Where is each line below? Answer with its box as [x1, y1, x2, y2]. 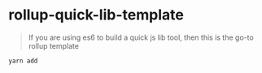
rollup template [28, 41, 80, 50]
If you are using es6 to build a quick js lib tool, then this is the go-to [28, 32, 254, 42]
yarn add [8, 57, 38, 65]
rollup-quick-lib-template [8, 6, 185, 24]
